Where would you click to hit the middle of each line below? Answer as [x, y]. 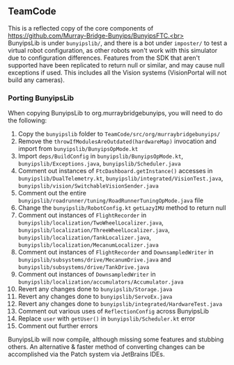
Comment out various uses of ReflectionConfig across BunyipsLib [114, 311]
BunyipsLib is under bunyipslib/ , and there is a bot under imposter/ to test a [118, 43]
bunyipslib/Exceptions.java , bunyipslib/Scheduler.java [99, 163]
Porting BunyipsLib [41, 98]
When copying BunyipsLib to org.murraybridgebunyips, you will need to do [115, 113]
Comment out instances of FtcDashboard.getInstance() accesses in [115, 171]
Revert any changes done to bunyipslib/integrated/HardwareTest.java [120, 304]
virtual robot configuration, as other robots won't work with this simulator [113, 50]
